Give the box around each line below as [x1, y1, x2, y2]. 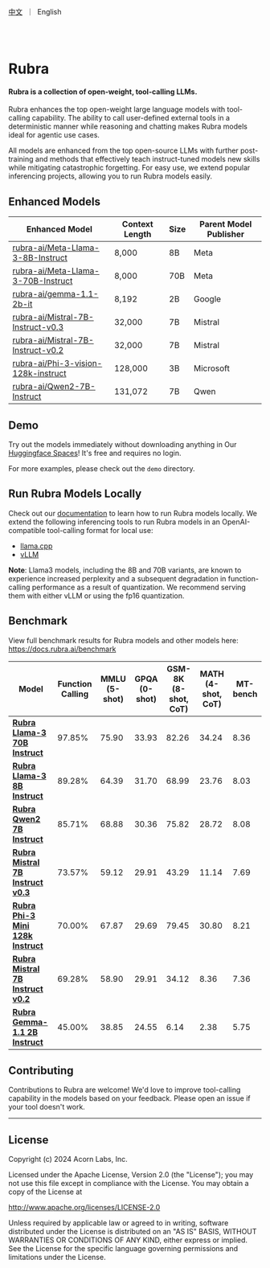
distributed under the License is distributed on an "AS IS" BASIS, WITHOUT [8, 1227, 257, 1237]
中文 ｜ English [8, 7, 62, 16]
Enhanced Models [8, 195, 100, 208]
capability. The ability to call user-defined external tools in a [31, 113, 231, 123]
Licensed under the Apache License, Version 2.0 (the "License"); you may [8, 1170, 254, 1180]
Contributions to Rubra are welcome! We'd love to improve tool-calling [8, 1085, 241, 1095]
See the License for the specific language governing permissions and [8, 1244, 239, 1254]
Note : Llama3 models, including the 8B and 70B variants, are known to [8, 565, 242, 575]
